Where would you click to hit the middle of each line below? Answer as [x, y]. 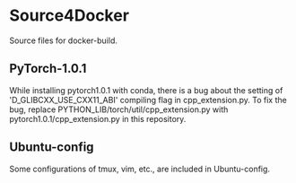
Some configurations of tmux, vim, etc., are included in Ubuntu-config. [140, 169]
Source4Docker [70, 16]
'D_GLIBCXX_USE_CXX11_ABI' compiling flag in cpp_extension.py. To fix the [148, 100]
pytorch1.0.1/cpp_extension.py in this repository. [98, 118]
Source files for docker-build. [64, 40]
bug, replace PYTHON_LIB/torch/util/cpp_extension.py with [119, 109]
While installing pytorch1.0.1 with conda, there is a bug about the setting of [146, 90]
